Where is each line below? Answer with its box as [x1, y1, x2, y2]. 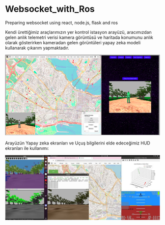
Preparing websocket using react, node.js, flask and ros [5, 20, 118, 26]
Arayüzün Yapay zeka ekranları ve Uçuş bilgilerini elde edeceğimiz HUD [5, 140, 151, 146]
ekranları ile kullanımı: [5, 145, 49, 151]
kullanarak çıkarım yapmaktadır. [5, 45, 70, 51]
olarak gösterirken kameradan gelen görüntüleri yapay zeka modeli [5, 39, 141, 45]
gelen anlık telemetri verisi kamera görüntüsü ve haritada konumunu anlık [5, 34, 153, 40]
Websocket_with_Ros [5, 3, 95, 15]
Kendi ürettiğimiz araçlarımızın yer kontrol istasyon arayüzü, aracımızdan [5, 29, 152, 35]
